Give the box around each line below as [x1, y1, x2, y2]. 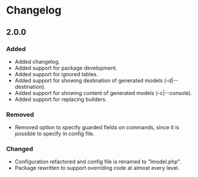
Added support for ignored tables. [14, 70, 98, 77]
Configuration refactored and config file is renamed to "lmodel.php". [14, 158, 181, 165]
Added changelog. [14, 58, 60, 65]
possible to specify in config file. [14, 130, 95, 137]
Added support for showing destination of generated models [14, 77, 163, 84]
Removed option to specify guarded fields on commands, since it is [14, 124, 180, 131]
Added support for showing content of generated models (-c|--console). [14, 89, 193, 96]
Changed [6, 145, 34, 153]
